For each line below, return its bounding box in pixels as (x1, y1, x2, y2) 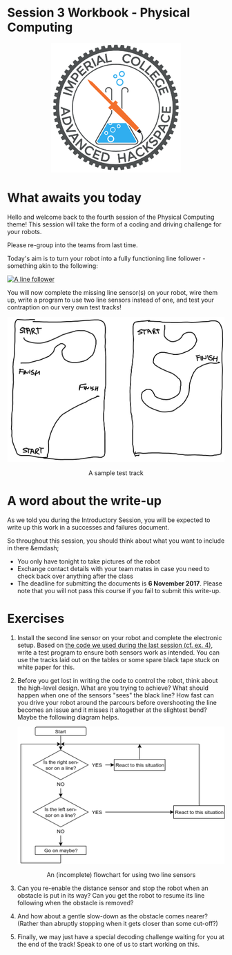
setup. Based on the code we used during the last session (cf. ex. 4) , (17, 641, 213, 650)
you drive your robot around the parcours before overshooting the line (17, 699, 217, 707)
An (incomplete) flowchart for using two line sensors (46, 870, 196, 878)
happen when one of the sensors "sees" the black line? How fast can (17, 691, 214, 700)
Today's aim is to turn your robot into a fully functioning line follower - (7, 254, 206, 262)
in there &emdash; (7, 544, 59, 552)
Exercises (7, 611, 65, 626)
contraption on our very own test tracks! (7, 302, 122, 311)
